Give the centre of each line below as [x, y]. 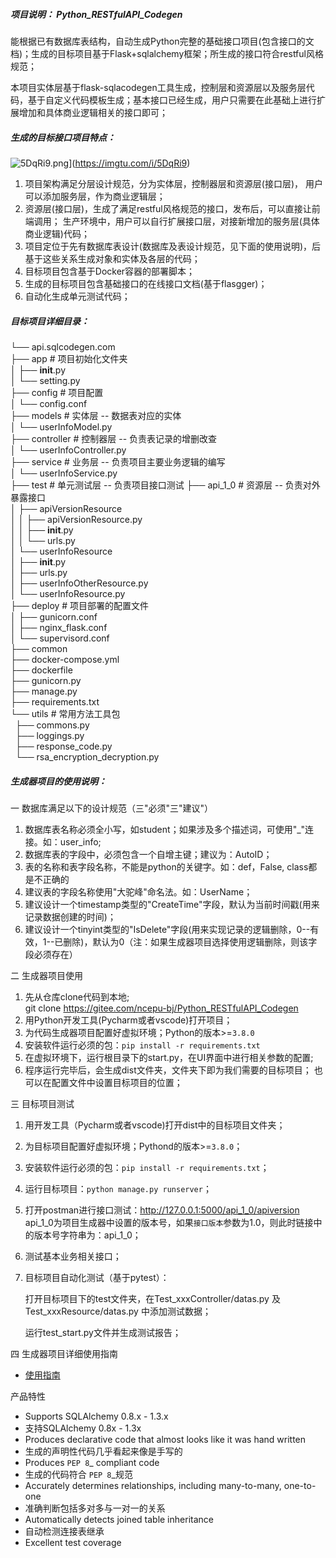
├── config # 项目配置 [57, 392]
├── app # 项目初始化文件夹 [69, 358]
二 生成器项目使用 [46, 975]
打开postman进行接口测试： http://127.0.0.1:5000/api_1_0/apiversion [162, 1210]
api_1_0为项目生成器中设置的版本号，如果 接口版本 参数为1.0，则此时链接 [169, 1222]
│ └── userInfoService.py [64, 473]
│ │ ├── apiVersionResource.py [76, 519]
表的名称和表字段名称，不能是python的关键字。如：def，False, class [166, 866]
